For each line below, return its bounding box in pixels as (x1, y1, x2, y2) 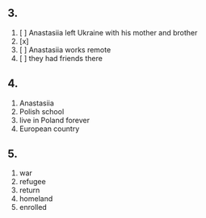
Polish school (19, 106, 65, 116)
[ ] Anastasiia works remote (19, 44, 111, 55)
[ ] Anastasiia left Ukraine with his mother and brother (19, 27, 198, 37)
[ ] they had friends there (19, 53, 103, 63)
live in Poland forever (19, 115, 90, 125)
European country (19, 124, 80, 134)
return (19, 185, 40, 195)
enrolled (19, 203, 48, 212)
